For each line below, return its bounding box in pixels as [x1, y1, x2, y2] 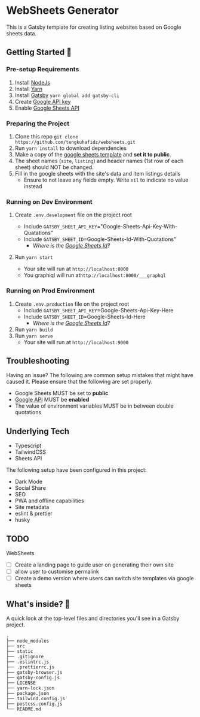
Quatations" [23, 229, 54, 237]
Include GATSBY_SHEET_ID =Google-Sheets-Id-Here [23, 313, 146, 320]
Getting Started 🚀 [6, 47, 72, 58]
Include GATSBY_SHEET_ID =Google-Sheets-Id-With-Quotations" [23, 236, 177, 243]
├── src [6, 643, 26, 649]
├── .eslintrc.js [6, 659, 50, 665]
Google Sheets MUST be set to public [14, 390, 109, 397]
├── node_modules [6, 638, 50, 644]
